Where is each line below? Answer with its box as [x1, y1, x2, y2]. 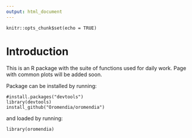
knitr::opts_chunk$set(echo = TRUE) [6, 25, 97, 31]
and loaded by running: [6, 114, 64, 122]
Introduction [6, 45, 69, 58]
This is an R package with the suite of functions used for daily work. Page [6, 64, 187, 71]
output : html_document [6, 8, 62, 15]
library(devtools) [6, 99, 52, 105]
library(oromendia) [6, 126, 55, 132]
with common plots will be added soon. [6, 71, 102, 78]
